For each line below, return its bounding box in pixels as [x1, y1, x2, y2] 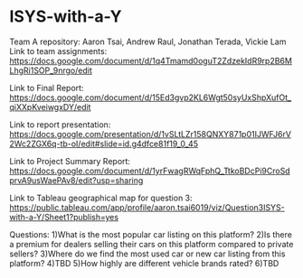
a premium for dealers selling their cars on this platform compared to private [9, 238, 294, 249]
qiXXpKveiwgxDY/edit [9, 101, 91, 112]
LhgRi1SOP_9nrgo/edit [9, 65, 92, 76]
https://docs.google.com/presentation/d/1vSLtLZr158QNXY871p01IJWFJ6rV [9, 128, 292, 139]
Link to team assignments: [9, 45, 108, 56]
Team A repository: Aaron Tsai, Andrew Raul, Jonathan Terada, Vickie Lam [9, 36, 287, 47]
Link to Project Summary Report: [9, 155, 131, 166]
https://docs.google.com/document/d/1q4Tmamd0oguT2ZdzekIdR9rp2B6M [9, 55, 292, 66]
